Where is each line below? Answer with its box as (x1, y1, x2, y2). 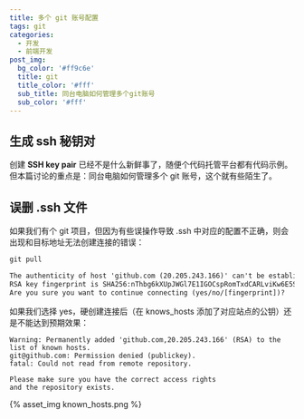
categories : (9, 30, 54, 39)
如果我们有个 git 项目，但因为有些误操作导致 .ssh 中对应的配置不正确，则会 (9, 226, 290, 236)
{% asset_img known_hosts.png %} (9, 398, 142, 409)
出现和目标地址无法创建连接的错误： (9, 237, 145, 248)
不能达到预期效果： (16, 317, 89, 327)
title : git (17, 73, 59, 82)
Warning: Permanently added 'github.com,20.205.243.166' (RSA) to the (9, 335, 281, 345)
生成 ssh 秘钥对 (9, 133, 96, 149)
